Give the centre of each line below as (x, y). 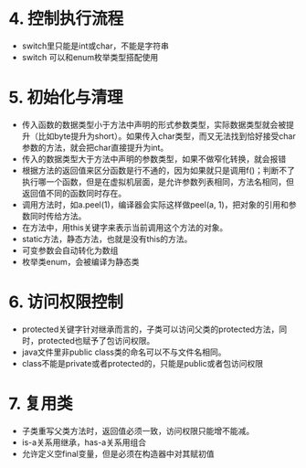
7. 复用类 (41, 404)
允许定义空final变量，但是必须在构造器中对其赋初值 (118, 453)
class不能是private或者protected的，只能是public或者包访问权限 (142, 363)
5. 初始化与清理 (66, 98)
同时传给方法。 (58, 216)
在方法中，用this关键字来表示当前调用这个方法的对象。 (125, 227)
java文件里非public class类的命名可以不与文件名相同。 (124, 352)
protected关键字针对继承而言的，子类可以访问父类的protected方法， (150, 329)
